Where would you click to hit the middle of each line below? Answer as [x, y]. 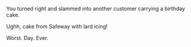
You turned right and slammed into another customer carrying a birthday [96, 9]
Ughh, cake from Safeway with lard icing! [57, 26]
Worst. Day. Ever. [28, 38]
